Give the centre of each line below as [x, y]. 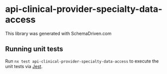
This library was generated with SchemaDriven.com [58, 33]
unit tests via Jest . [24, 66]
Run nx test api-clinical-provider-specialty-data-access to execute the [82, 61]
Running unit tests [34, 49]
